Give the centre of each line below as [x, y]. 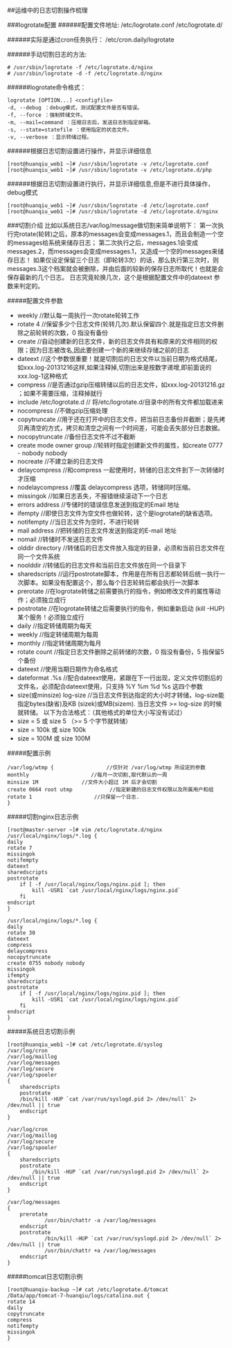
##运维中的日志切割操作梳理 [47, 10]
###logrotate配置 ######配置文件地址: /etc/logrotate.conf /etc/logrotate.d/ [115, 25]
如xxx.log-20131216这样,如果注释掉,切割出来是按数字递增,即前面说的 [114, 367]
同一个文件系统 [38, 557]
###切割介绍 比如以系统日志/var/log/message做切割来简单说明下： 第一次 [113, 225]
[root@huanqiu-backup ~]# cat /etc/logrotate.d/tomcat [88, 1290]
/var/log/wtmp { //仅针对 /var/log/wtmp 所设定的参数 [106, 768]
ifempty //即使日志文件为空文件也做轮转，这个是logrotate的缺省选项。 [117, 513]
